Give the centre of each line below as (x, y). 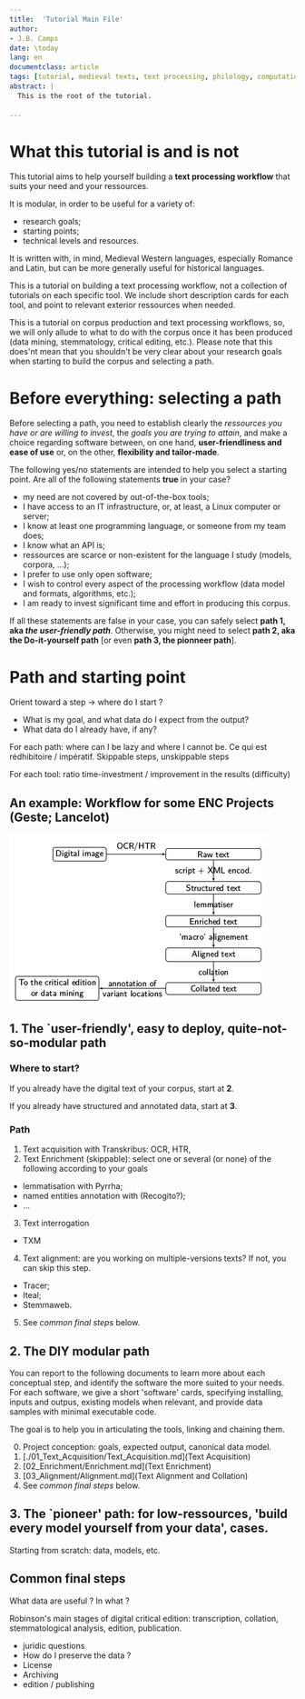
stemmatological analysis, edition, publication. (96, 1628)
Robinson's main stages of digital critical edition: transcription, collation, (144, 1618)
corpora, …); (46, 565)
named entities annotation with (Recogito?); (104, 1196)
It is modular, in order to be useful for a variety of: (102, 204)
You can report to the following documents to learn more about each (138, 1373)
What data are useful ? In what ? (69, 1601)
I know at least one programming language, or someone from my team (154, 526)
